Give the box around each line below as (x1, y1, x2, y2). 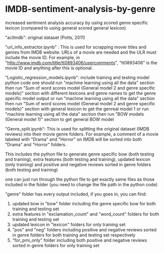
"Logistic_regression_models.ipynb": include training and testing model (5, 74, 150, 80)
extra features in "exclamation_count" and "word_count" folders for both (12, 211, 159, 217)
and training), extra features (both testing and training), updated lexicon (5, 156, 151, 162)
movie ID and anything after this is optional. (5, 65, 93, 71)
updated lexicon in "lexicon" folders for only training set (12, 221, 126, 227)
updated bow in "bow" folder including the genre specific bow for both (12, 200, 156, 206)
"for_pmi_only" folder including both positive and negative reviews (12, 237, 147, 243)
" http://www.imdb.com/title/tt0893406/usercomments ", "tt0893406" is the (5, 60, 158, 65)
